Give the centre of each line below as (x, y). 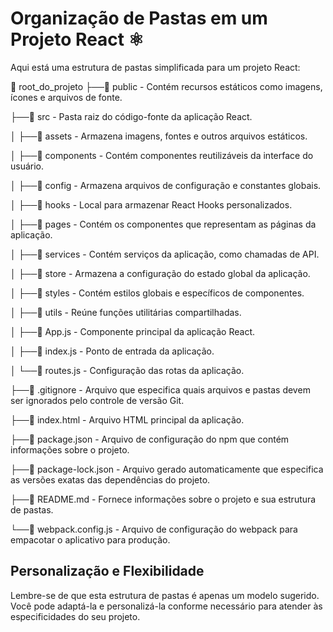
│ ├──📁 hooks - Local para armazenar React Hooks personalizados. (151, 204)
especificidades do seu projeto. (75, 616)
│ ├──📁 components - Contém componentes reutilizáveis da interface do (162, 155)
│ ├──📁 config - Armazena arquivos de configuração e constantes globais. (166, 185)
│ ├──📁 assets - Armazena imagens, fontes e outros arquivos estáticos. (159, 136)
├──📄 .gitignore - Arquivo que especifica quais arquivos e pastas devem (160, 389)
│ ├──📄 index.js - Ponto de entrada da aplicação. (112, 351)
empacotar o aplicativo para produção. (90, 539)
